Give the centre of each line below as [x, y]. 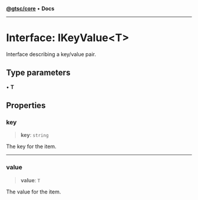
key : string [34, 135]
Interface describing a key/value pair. [51, 54]
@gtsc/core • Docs [30, 9]
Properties [26, 106]
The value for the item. [34, 192]
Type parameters [38, 73]
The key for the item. [32, 146]
